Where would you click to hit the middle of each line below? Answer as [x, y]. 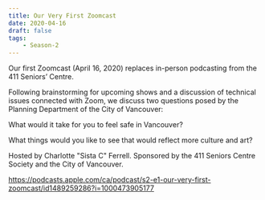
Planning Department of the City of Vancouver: [86, 110]
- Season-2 [41, 46]
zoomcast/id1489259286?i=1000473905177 [82, 188]
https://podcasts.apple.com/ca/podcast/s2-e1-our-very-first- [110, 180]
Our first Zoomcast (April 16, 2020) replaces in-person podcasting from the [132, 68]
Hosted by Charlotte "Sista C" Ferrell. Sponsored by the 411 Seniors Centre [132, 156]
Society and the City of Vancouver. [66, 164]
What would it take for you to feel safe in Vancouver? [96, 125]
